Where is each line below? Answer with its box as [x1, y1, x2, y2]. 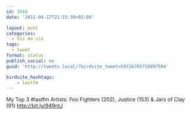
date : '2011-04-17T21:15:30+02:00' [6, 14, 95, 20]
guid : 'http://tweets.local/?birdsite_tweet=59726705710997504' [6, 63, 169, 69]
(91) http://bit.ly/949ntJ [6, 102, 64, 110]
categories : [6, 30, 36, 36]
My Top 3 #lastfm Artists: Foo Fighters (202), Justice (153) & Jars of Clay [6, 96, 186, 103]
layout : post [6, 25, 39, 31]
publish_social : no [6, 57, 55, 64]
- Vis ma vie [11, 36, 44, 42]
